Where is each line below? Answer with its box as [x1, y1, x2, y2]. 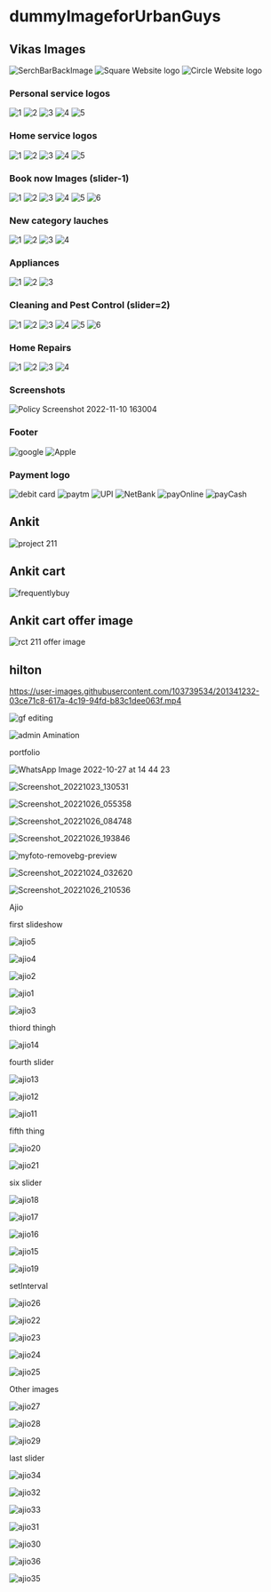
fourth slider [9, 1057, 54, 1068]
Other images [9, 1384, 60, 1395]
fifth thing [9, 1126, 45, 1136]
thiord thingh [9, 1023, 56, 1033]
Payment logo [9, 468, 71, 481]
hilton [9, 662, 43, 677]
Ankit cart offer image [9, 613, 133, 628]
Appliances [9, 257, 60, 269]
